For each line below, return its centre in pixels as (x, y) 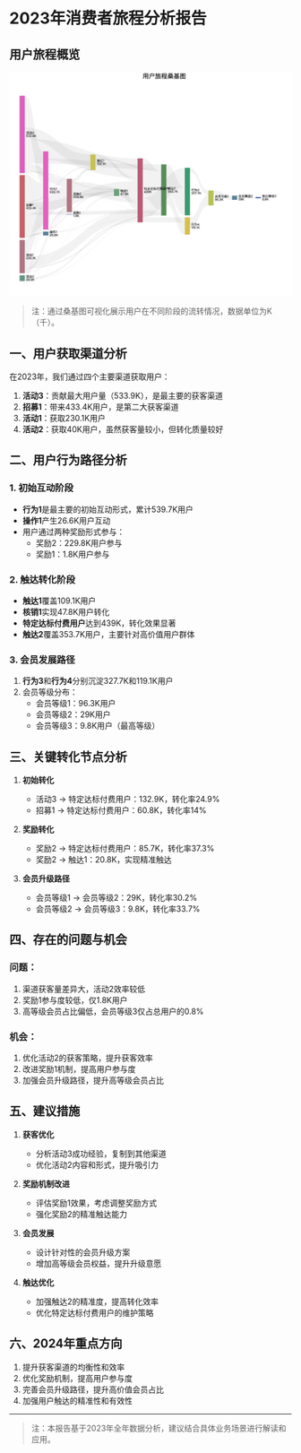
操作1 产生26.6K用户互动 (66, 520)
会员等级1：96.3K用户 (76, 704)
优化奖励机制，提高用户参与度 (77, 1378)
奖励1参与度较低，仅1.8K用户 (75, 999)
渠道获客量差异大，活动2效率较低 (84, 989)
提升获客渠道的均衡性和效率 (73, 1367)
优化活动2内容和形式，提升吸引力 (97, 1164)
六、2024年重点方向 (66, 1344)
